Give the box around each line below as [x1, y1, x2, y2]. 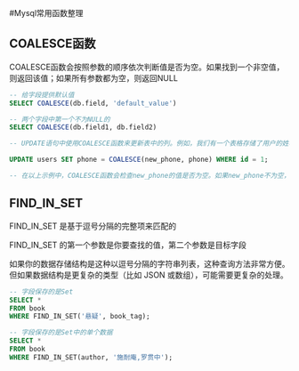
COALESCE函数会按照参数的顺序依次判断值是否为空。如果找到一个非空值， [9, 61, 285, 72]
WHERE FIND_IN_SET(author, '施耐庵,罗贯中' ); [9, 352, 174, 362]
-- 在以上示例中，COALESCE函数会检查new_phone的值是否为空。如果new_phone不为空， [9, 172, 291, 181]
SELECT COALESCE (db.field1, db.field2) [9, 123, 158, 132]
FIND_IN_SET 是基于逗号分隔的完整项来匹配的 [9, 221, 177, 231]
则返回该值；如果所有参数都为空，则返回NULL [9, 72, 178, 83]
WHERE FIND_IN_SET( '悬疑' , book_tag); [9, 312, 150, 321]
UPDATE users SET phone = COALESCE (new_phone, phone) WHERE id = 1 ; [9, 155, 269, 165]
